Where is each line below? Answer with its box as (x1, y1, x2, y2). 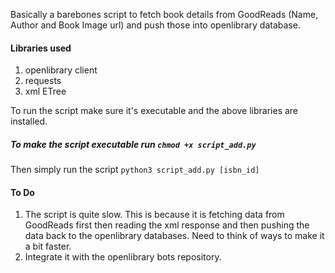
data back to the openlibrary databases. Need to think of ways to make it (24, 230, 325, 242)
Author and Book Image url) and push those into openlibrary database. (10, 19, 301, 31)
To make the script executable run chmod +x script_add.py (10, 138, 257, 150)
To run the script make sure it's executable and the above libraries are (10, 105, 299, 117)
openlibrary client (24, 64, 98, 76)
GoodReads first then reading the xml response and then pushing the (24, 219, 310, 231)
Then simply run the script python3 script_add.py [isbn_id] (10, 164, 260, 176)
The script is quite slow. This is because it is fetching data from (24, 209, 285, 221)
